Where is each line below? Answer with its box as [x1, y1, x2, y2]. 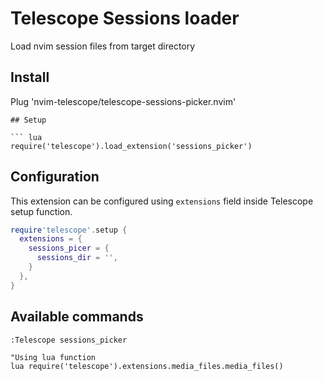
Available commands [10, 308, 144, 326]
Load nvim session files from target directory [10, 40, 196, 52]
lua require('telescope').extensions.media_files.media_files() [10, 361, 284, 371]
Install [10, 69, 50, 86]
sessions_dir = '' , [36, 253, 118, 263]
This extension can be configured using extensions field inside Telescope [10, 195, 314, 207]
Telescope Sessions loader [10, 7, 240, 30]
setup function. [10, 205, 73, 217]
